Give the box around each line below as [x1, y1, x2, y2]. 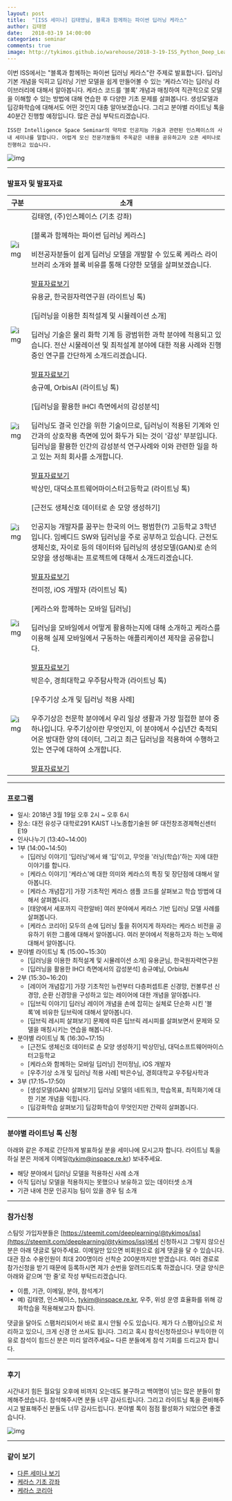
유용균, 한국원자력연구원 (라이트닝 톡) [30, 292, 146, 301]
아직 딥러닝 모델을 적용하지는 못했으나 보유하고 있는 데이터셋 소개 [17, 1177, 193, 1186]
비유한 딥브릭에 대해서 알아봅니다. [41, 1008, 133, 1016]
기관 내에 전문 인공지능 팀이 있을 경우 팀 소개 [17, 1186, 137, 1195]
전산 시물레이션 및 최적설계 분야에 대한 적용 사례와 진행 [54, 340, 222, 350]
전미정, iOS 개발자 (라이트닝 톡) [30, 585, 128, 595]
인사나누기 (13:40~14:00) [17, 835, 88, 843]
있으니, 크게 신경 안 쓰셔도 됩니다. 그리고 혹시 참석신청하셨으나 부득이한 [25, 1327, 217, 1336]
